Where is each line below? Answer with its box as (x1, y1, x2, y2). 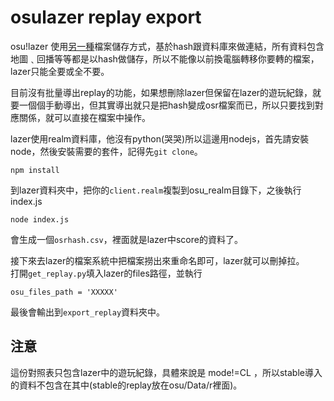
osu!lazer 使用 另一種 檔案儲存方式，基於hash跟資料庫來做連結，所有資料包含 (10, 40, 325, 52)
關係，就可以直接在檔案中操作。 (18, 111, 151, 123)
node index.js (10, 214, 70, 225)
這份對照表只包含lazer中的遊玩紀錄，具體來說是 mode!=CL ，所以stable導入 (10, 366, 323, 378)
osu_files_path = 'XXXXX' (10, 287, 118, 297)
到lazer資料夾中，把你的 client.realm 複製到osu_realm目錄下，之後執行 (10, 184, 302, 196)
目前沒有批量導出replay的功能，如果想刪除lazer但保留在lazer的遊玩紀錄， (10, 86, 313, 98)
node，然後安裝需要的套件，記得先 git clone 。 (10, 145, 203, 157)
